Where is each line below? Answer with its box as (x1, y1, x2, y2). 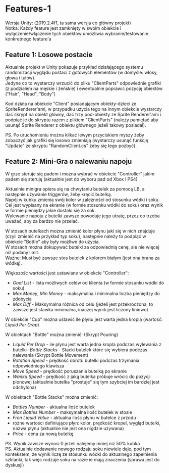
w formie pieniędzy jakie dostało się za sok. (5, 207, 96, 213)
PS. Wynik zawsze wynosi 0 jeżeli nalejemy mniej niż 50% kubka (5, 440, 140, 446)
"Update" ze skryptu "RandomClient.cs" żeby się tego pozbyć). (5, 143, 137, 149)
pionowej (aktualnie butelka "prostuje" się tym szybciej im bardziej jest (12, 379, 160, 385)
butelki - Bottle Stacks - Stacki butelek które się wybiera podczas (12, 347, 148, 353)
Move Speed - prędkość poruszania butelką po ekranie (12, 368, 127, 374)
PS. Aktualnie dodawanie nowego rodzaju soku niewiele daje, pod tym (5, 446, 151, 452)
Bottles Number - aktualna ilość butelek (12, 404, 95, 410)
